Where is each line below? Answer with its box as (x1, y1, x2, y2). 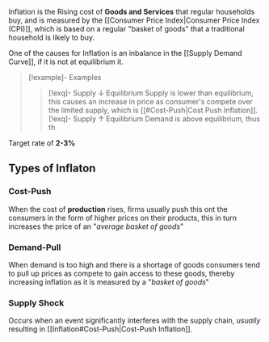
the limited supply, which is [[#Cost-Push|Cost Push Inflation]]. (48, 105, 258, 115)
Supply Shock (8, 297, 65, 308)
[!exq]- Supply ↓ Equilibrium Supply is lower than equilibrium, (48, 88, 254, 98)
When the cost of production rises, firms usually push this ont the (8, 204, 228, 213)
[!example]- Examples (27, 73, 102, 82)
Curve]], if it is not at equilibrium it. (8, 57, 124, 66)
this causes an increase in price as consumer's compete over (48, 97, 253, 106)
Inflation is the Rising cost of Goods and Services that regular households (8, 7, 255, 16)
